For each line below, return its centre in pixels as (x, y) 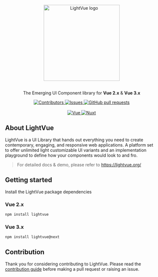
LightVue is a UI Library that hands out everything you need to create (74, 140)
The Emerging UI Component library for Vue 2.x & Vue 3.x (82, 93)
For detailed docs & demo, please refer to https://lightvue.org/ (79, 165)
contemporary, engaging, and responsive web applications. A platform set (79, 145)
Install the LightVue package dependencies (48, 192)
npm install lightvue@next (32, 237)
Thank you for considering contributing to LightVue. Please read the (73, 264)
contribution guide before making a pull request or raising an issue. (72, 269)
